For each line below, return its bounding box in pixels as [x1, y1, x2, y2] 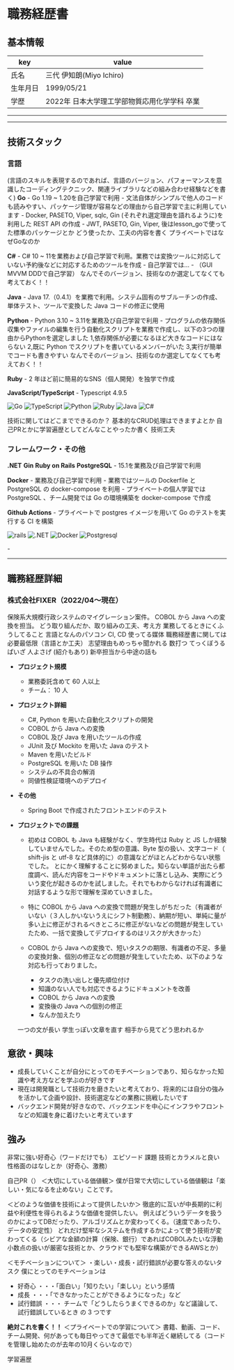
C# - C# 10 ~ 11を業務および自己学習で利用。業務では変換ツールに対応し [7, 251, 216, 260]
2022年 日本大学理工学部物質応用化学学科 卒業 [45, 97, 201, 106]
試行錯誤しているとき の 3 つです [17, 1308, 112, 1316]
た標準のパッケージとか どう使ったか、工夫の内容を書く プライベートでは [7, 228, 218, 237]
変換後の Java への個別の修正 [38, 1002, 123, 1010]
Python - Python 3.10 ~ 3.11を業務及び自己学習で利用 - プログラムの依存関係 [7, 316, 226, 325]
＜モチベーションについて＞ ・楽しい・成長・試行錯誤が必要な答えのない [7, 1259, 217, 1267]
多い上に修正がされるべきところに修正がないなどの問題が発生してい [27, 920, 224, 928]
